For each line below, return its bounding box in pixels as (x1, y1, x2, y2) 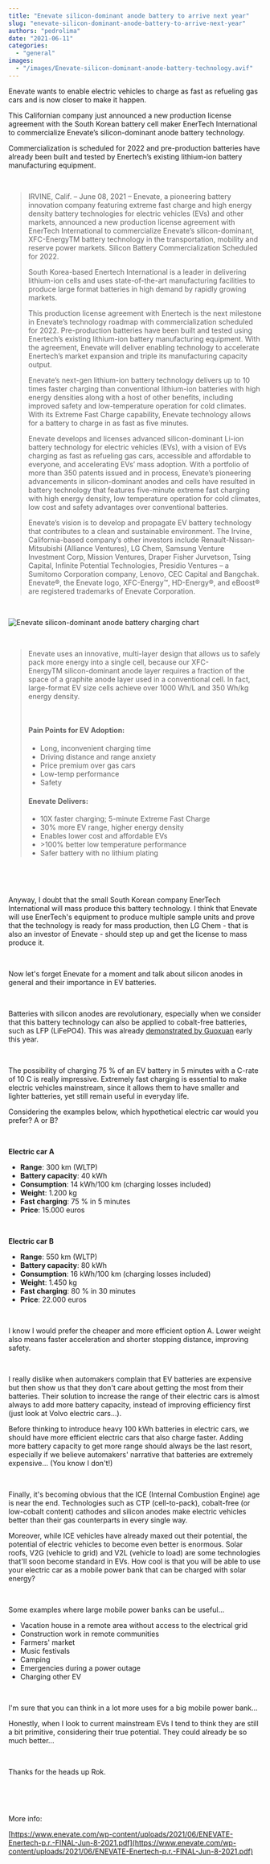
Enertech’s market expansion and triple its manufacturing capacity (27, 351, 247, 361)
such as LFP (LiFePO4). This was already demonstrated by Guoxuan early (8, 1026, 253, 1036)
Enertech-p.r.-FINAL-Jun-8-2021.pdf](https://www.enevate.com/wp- (8, 1838, 237, 1848)
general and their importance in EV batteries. (8, 978, 157, 988)
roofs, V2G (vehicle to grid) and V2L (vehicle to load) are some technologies (8, 1548, 261, 1558)
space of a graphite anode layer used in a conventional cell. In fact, (27, 674, 251, 684)
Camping (19, 1655, 51, 1664)
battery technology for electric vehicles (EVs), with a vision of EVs (27, 442, 247, 452)
